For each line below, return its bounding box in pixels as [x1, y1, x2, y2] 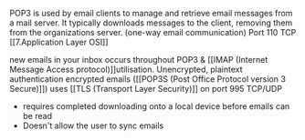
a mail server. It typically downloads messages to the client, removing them [9, 17, 293, 28]
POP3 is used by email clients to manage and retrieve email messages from [9, 8, 293, 18]
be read [22, 111, 53, 121]
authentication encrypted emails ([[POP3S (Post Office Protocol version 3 [9, 74, 286, 85]
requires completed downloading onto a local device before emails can [22, 101, 290, 112]
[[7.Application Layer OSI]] [9, 36, 109, 47]
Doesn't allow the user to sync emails [22, 120, 164, 131]
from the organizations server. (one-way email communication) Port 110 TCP [9, 27, 297, 37]
